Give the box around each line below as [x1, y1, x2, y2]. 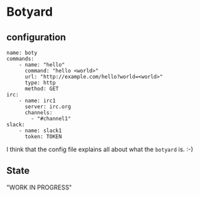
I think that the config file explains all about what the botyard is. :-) [6, 145, 193, 153]
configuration [6, 31, 66, 43]
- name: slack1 [18, 127, 62, 134]
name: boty [6, 49, 38, 56]
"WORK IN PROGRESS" [6, 183, 73, 192]
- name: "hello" [18, 62, 66, 68]
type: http [24, 79, 56, 86]
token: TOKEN [24, 133, 62, 140]
